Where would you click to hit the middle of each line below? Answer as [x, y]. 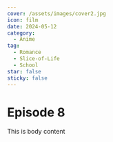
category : [21, 33]
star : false [24, 71]
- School [26, 65]
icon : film [23, 20]
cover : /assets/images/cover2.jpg [57, 14]
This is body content [36, 132]
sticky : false [28, 78]
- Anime [24, 39]
